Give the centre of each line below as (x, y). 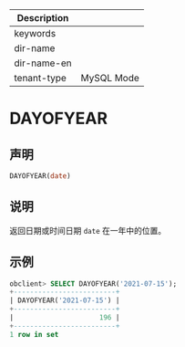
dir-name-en (43, 63)
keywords (35, 33)
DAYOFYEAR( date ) (40, 176)
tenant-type (40, 78)
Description (43, 18)
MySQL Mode (110, 78)
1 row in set (34, 334)
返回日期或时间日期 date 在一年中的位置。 (88, 230)
